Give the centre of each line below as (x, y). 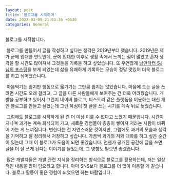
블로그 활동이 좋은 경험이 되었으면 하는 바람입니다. (62, 172)
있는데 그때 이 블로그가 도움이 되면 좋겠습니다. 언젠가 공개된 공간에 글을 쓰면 (87, 142)
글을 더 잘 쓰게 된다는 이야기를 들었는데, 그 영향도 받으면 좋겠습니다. (73, 149)
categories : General (27, 24)
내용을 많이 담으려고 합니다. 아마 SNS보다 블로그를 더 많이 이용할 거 (82, 166)
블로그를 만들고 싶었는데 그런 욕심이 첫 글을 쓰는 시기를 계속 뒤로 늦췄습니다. (87, 106)
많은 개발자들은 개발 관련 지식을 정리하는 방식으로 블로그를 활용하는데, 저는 (81, 160)
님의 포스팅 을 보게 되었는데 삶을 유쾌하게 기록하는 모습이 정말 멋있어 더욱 (78, 70)
